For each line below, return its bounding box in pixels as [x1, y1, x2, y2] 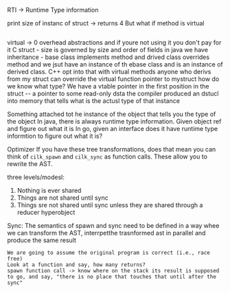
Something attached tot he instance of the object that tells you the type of [7, 110, 216, 118]
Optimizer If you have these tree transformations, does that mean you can [7, 145, 216, 153]
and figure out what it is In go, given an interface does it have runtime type [7, 125, 218, 132]
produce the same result [7, 236, 77, 244]
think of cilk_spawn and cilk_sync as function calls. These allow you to [7, 152, 208, 161]
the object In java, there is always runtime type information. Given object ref [7, 117, 222, 126]
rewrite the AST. [7, 160, 53, 167]
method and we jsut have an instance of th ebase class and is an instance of [7, 60, 223, 68]
